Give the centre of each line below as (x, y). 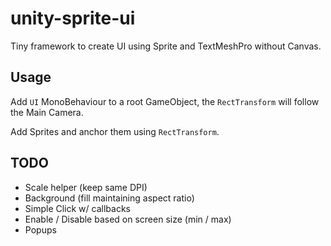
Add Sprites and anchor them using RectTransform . (115, 131)
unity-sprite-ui (73, 18)
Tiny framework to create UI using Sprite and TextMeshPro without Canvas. (166, 46)
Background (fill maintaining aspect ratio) (109, 198)
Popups (40, 229)
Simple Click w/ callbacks (77, 208)
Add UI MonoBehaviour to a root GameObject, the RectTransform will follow (165, 101)
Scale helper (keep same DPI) (86, 187)
